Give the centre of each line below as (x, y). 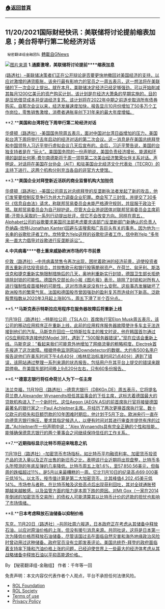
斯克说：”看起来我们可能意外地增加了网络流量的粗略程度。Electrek (85, 344)
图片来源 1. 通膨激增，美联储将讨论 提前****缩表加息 (62, 65)
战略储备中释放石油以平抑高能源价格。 (44, 555)
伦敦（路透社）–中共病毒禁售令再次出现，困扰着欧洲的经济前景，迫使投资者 (82, 261)
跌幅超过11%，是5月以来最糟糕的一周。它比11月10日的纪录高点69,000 (84, 472)
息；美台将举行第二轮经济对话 (50, 41)
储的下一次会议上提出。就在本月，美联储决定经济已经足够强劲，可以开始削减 (82, 88)
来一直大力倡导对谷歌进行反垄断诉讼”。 (45, 241)
